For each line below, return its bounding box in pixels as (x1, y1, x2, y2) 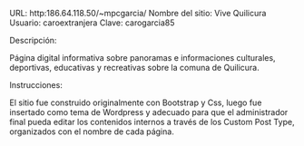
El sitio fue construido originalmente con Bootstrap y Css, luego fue (9, 97, 262, 108)
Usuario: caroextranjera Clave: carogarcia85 (9, 17, 175, 28)
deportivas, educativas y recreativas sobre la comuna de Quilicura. (9, 63, 260, 73)
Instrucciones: (9, 80, 64, 90)
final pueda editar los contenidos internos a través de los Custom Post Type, (9, 117, 295, 127)
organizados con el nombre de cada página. (9, 126, 174, 137)
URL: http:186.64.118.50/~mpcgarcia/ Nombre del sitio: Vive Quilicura (9, 8, 267, 18)
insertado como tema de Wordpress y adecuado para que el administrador (9, 107, 289, 117)
